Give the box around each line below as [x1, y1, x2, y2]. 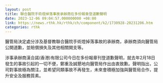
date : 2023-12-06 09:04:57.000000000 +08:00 [5, 16, 97, 21]
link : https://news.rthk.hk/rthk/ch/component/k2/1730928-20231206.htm [5, 20, 153, 25]
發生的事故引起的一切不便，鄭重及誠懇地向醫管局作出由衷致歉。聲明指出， [5, 61, 154, 67]
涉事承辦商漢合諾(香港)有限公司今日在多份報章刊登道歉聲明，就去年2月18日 [5, 55, 156, 60]
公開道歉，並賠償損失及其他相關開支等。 [5, 45, 86, 50]
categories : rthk [5, 25, 40, 30]
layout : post [5, 7, 32, 12]
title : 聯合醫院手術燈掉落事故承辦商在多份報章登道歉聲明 [5, 12, 107, 16]
